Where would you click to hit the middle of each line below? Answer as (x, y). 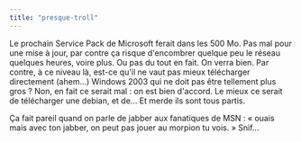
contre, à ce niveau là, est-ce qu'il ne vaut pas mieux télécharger (130, 72)
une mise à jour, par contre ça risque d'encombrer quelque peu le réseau (145, 53)
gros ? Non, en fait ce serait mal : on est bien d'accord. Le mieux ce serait (146, 91)
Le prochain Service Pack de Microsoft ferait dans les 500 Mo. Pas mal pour (151, 43)
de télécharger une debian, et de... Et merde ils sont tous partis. (128, 101)
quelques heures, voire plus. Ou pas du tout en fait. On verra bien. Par (139, 62)
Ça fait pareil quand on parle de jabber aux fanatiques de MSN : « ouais (142, 118)
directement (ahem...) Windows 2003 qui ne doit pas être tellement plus (143, 81)
